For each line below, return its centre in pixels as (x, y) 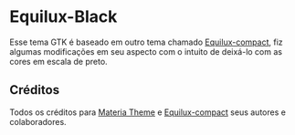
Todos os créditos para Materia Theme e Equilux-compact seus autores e (147, 112)
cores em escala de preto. (58, 61)
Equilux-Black (63, 17)
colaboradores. (38, 121)
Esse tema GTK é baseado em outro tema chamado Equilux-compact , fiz (146, 42)
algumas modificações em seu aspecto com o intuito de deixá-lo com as (146, 51)
